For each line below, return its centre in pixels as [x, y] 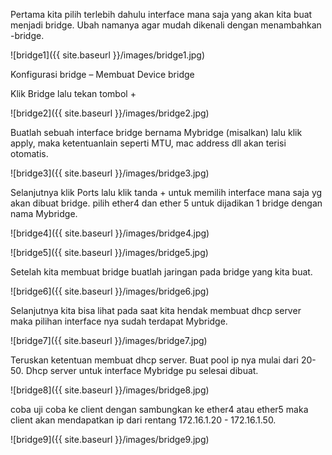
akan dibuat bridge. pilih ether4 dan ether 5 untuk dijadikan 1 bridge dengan [166, 203]
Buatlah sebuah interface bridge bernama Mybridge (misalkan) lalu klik [156, 132]
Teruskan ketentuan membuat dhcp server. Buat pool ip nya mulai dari [155, 360]
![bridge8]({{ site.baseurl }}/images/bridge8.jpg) [110, 390]
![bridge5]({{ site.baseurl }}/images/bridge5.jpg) [109, 252]
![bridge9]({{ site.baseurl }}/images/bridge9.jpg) [110, 439]
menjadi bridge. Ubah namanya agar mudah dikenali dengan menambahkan [166, 25]
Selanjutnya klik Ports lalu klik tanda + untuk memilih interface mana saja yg [166, 192]
